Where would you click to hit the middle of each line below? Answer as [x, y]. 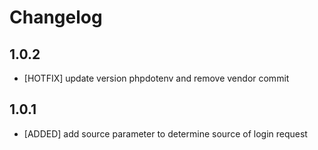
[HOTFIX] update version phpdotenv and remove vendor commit [156, 78]
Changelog [56, 17]
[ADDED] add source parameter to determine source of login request [165, 133]
